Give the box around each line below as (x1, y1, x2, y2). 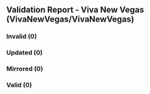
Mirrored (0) (6, 64, 44, 73)
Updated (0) (6, 48, 43, 57)
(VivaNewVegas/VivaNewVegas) (6, 14, 135, 25)
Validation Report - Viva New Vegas (6, 5, 145, 15)
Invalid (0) (6, 33, 38, 41)
